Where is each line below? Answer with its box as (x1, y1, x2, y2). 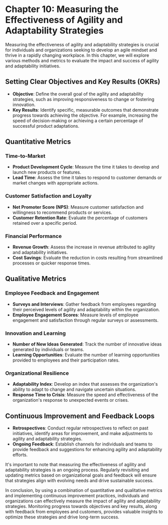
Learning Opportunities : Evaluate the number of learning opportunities (12, 352, 160, 358)
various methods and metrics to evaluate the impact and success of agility (5, 57, 159, 63)
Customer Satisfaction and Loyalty (5, 193, 92, 200)
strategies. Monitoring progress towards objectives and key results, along (5, 503, 157, 509)
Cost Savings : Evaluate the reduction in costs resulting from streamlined (12, 255, 163, 261)
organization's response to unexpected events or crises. (12, 397, 129, 403)
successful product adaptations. (12, 123, 79, 129)
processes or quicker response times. (12, 260, 91, 266)
